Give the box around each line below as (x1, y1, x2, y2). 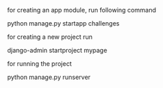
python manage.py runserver (7, 73, 91, 81)
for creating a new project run (7, 33, 93, 41)
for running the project (7, 60, 72, 68)
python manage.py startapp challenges (7, 19, 120, 27)
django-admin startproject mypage (7, 46, 108, 54)
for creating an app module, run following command (7, 6, 157, 14)
